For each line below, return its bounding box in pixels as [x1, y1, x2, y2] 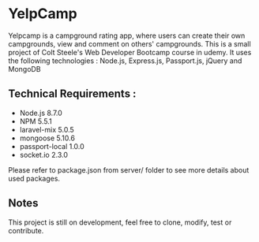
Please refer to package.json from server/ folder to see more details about [8, 165, 250, 174]
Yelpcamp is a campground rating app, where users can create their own [8, 31, 246, 40]
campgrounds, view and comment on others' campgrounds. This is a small [8, 39, 251, 48]
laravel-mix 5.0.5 [19, 125, 75, 134]
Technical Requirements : [8, 87, 137, 101]
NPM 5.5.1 [19, 116, 53, 126]
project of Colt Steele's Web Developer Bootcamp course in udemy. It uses [8, 47, 252, 57]
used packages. [8, 173, 61, 183]
